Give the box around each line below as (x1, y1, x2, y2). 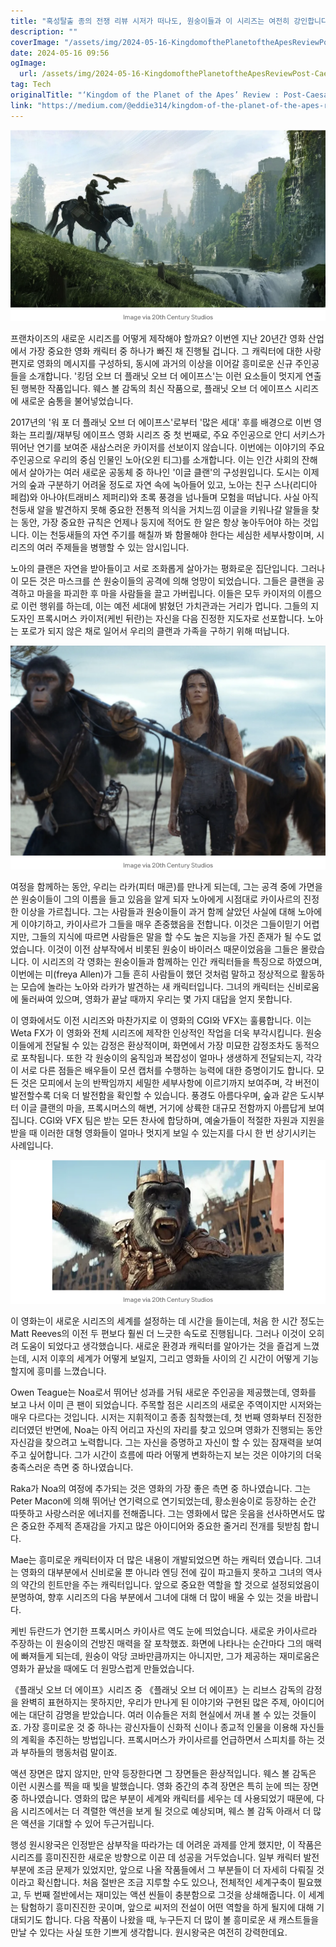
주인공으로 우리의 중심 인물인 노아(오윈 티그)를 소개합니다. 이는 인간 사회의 (10, 453, 300, 465)
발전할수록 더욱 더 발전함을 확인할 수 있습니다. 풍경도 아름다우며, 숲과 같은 (10, 1089, 298, 1101)
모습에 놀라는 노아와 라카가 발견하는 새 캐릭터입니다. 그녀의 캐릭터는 (20, 980, 285, 992)
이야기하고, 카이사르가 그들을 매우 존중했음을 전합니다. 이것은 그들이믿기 (20, 918, 302, 930)
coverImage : (10, 37, 60, 47)
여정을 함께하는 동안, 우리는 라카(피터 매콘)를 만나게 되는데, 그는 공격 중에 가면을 (10, 880, 323, 892)
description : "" (10, 26, 78, 37)
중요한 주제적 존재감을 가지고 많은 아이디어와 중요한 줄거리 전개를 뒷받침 (20, 1520, 302, 1532)
